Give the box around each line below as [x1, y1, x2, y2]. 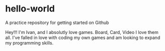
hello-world [5, 3, 55, 14]
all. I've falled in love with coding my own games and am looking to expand [5, 34, 160, 40]
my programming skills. [5, 39, 54, 45]
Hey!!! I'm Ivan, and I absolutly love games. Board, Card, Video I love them [5, 29, 158, 35]
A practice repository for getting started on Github [5, 19, 109, 25]
